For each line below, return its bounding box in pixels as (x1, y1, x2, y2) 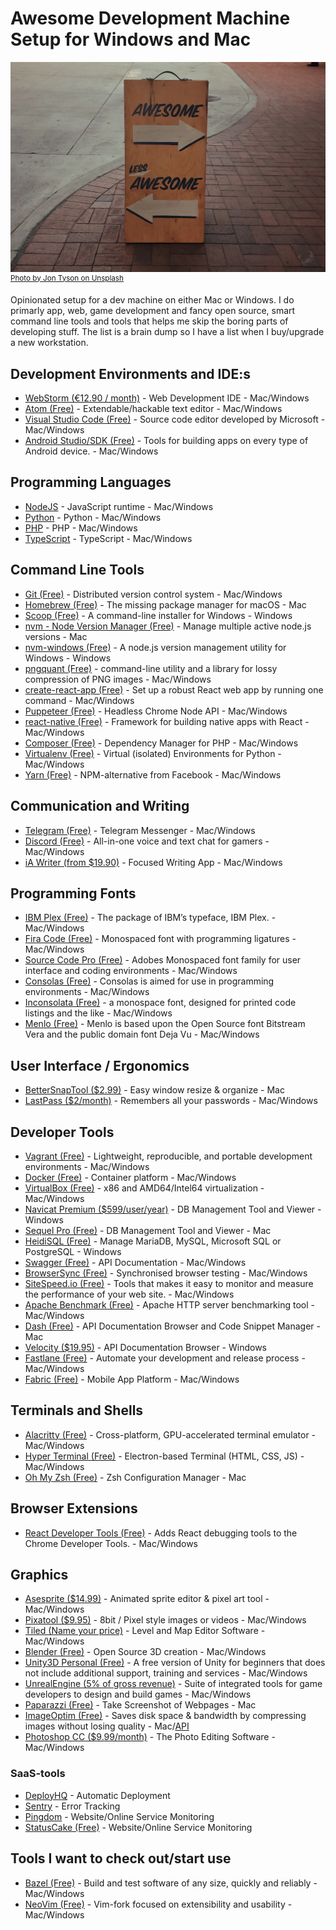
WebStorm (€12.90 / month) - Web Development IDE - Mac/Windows (24, 392, 310, 404)
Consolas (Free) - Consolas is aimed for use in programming (24, 975, 275, 987)
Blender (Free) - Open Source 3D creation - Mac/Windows (24, 1646, 267, 1658)
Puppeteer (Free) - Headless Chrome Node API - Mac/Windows (24, 705, 288, 717)
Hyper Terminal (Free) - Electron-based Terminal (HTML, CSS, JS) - (24, 1450, 305, 1462)
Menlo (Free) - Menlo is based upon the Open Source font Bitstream (24, 1018, 306, 1030)
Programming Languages (10, 474, 172, 491)
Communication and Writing (10, 798, 190, 815)
